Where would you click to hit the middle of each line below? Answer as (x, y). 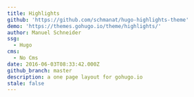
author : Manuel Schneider (44, 32)
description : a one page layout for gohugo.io (75, 77)
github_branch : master (40, 70)
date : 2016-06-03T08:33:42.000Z (53, 64)
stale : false (26, 83)
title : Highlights (33, 13)
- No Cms (26, 58)
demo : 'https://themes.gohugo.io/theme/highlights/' (84, 26)
